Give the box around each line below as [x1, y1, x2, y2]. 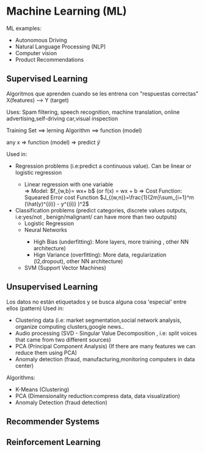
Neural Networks [24, 226, 67, 233]
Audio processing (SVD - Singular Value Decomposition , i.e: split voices [15, 329, 197, 337]
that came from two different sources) [15, 335, 111, 343]
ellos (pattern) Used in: [6, 304, 64, 312]
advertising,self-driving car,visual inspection [6, 114, 118, 122]
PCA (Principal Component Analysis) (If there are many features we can [15, 342, 196, 350]
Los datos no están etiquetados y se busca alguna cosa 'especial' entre [6, 298, 187, 305]
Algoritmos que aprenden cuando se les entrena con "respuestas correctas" [6, 90, 199, 97]
